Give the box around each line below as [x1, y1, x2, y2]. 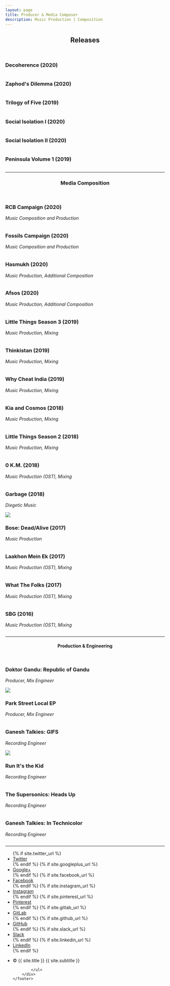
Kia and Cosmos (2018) [5, 404, 64, 411]
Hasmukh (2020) [5, 261, 48, 268]
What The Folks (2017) [5, 582, 62, 589]
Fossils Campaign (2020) [5, 232, 69, 239]
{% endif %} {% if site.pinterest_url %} [12, 893, 94, 900]
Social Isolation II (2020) [5, 137, 67, 144]
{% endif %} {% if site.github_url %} [12, 915, 89, 921]
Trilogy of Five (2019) [5, 99, 59, 106]
